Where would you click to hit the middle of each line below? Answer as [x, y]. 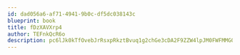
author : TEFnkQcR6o [36, 34]
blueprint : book [31, 21]
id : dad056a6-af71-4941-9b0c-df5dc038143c [71, 14]
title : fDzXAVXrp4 [35, 27]
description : [27, 41]
